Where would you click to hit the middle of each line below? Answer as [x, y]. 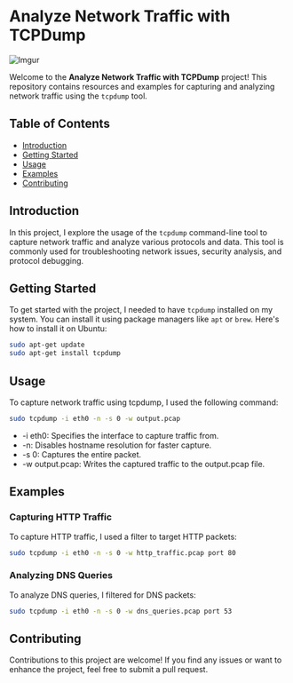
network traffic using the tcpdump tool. [79, 96]
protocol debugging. [47, 260]
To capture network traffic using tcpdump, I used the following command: [144, 402]
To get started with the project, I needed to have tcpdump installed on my [141, 310]
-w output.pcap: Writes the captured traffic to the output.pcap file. [143, 464]
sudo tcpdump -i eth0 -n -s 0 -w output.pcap [95, 418]
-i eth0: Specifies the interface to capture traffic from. [120, 435]
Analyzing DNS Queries [61, 576]
